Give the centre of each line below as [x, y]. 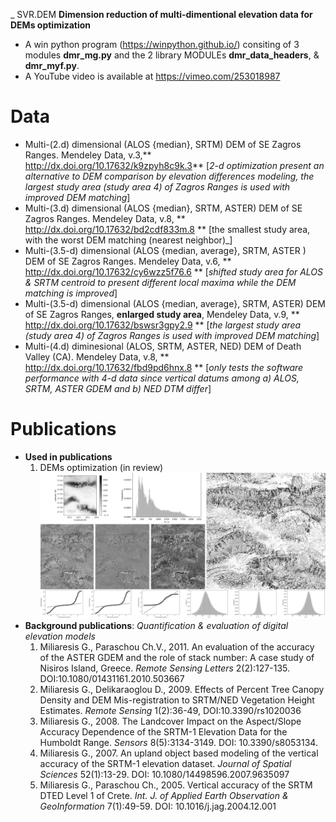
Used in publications [68, 456]
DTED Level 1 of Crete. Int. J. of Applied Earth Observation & [164, 796]
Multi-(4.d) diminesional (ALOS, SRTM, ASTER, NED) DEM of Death [163, 346]
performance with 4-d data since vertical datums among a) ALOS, [162, 378]
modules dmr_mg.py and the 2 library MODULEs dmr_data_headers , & [172, 55]
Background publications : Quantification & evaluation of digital [156, 626]
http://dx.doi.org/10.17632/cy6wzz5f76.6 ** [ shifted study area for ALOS [173, 271]
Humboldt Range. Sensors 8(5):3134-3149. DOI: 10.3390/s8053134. [178, 743]
